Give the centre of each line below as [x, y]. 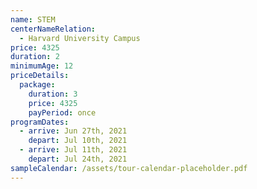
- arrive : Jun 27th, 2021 [73, 131]
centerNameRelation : [53, 29]
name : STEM [33, 19]
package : [37, 85]
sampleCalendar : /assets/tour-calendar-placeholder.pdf [129, 168]
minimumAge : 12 [42, 66]
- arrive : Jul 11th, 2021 [73, 150]
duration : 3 [53, 94]
